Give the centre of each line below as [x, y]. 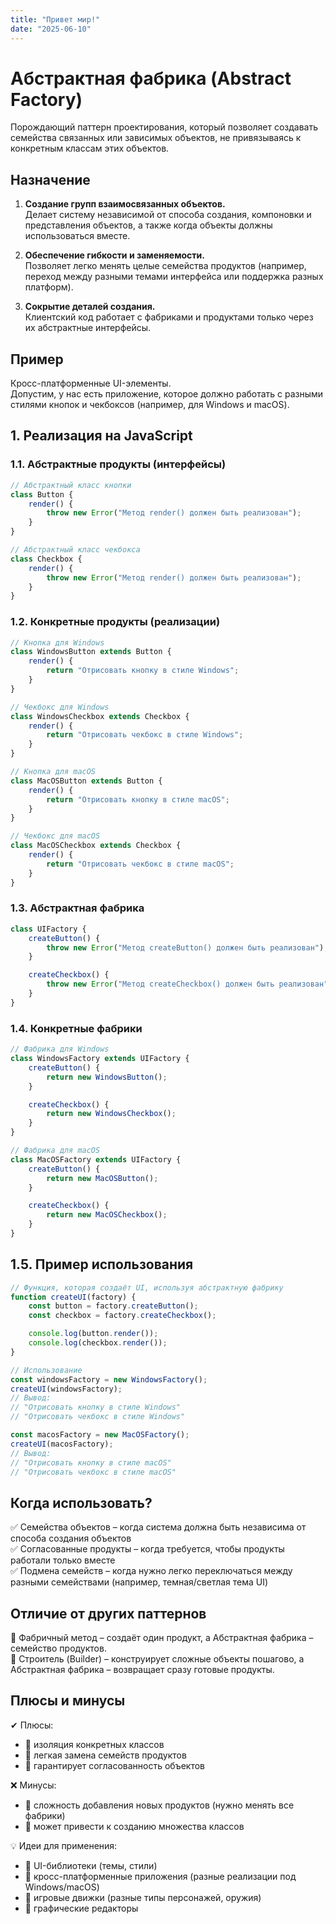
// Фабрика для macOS [55, 1151]
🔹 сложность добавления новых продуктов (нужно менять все [159, 1805]
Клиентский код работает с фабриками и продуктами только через [169, 317]
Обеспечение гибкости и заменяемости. [114, 255]
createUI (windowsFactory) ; [66, 1389]
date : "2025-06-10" [51, 29]
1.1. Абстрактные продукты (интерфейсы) [118, 464]
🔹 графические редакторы [81, 1908]
